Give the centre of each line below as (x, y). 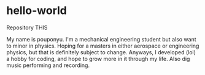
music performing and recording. (48, 65)
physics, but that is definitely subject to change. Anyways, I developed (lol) (101, 52)
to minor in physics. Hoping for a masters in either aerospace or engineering (103, 46)
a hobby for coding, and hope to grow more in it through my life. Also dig (98, 59)
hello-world (37, 11)
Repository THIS (27, 27)
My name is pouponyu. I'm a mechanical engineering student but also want (101, 39)
